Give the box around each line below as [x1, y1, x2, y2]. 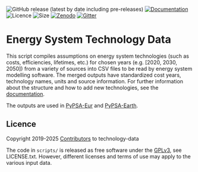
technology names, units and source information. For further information [6, 77, 183, 85]
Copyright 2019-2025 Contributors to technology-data [6, 135, 139, 142]
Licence [6, 119, 37, 129]
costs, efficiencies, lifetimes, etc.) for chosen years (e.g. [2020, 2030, [6, 58, 177, 65]
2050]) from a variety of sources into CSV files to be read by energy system [6, 65, 193, 72]
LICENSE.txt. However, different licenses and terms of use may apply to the [6, 152, 191, 160]
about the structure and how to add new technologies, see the [6, 84, 159, 91]
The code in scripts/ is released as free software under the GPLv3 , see [6, 146, 182, 154]
